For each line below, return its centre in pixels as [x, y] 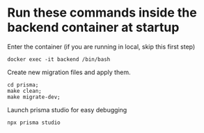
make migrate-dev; [34, 97]
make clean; [24, 91]
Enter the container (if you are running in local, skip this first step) [101, 46]
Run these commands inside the [102, 13]
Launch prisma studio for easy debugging [67, 109]
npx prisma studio [34, 123]
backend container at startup [93, 27]
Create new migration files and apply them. [69, 72]
